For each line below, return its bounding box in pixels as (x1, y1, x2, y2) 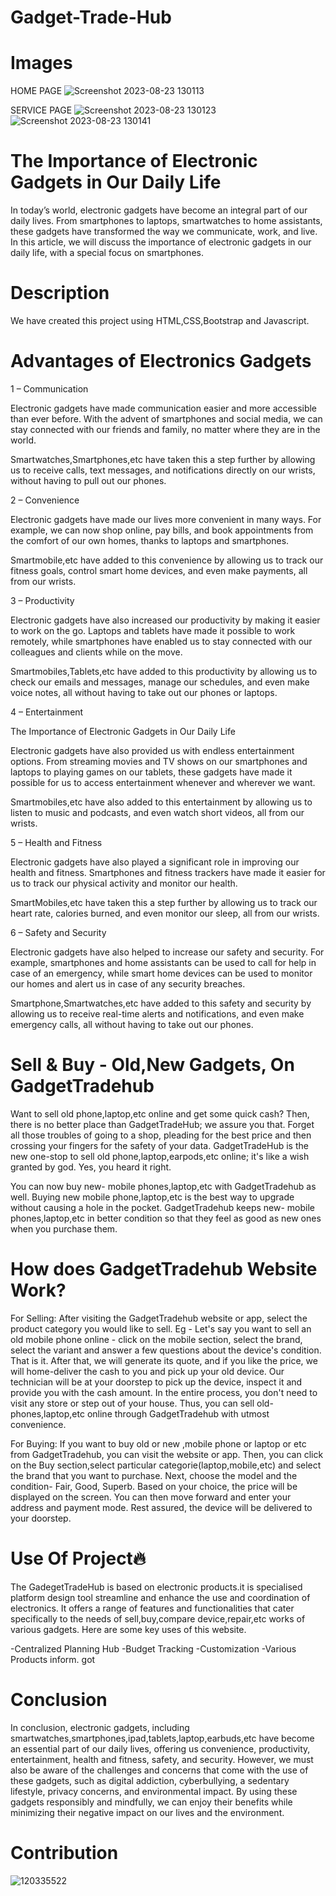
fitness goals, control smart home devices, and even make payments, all (10, 564, 308, 576)
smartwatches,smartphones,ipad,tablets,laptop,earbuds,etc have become (10, 1732, 315, 1744)
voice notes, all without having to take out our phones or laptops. (10, 686, 278, 698)
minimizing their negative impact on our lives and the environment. (10, 1806, 285, 1818)
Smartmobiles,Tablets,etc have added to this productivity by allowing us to (10, 665, 318, 677)
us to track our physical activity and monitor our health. (10, 877, 238, 889)
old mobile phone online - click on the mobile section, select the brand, (10, 1333, 303, 1345)
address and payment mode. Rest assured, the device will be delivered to (10, 1501, 313, 1513)
